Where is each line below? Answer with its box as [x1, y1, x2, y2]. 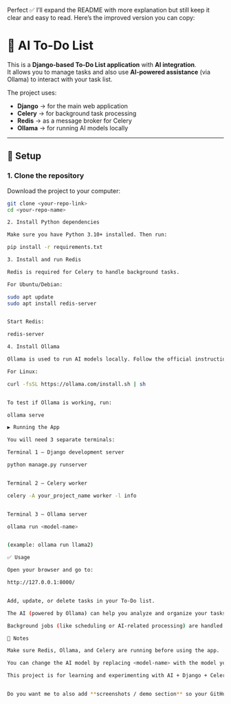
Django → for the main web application [16, 101, 129, 110]
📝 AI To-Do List [7, 38, 94, 54]
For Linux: [7, 368, 38, 375]
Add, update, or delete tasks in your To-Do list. [7, 597, 155, 604]
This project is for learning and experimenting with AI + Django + [7, 672, 208, 679]
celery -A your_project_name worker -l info [7, 492, 137, 499]
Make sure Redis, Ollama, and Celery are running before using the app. [7, 647, 220, 654]
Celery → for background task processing [16, 109, 137, 117]
